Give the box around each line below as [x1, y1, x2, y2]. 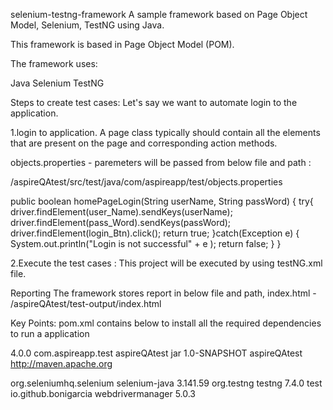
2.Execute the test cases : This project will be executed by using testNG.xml [10, 257, 323, 269]
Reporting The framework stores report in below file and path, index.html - [10, 287, 317, 299]
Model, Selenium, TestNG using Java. [10, 19, 165, 31]
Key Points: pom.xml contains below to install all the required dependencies [10, 317, 322, 329]
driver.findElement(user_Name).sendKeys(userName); [10, 206, 233, 218]
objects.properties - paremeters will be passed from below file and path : [10, 157, 312, 168]
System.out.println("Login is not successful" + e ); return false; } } [10, 238, 282, 249]
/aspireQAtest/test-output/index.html [10, 298, 162, 309]
